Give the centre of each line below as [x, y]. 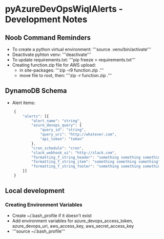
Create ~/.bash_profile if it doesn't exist [52, 215]
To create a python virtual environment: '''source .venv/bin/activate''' [82, 49]
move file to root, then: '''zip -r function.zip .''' [66, 75]
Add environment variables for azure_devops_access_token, [72, 221]
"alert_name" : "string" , [56, 121]
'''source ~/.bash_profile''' [39, 231]
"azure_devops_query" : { [56, 125]
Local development [35, 191]
